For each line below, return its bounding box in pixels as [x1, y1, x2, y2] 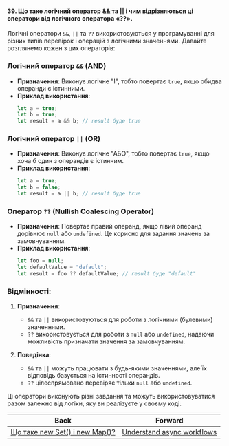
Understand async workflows [122, 427, 217, 437]
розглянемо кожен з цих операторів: [7, 44, 116, 52]
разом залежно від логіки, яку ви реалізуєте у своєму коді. [7, 399, 182, 407]
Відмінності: [7, 286, 52, 296]
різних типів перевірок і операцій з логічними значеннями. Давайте [7, 36, 207, 45]
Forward [155, 416, 184, 425]
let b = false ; [17, 184, 61, 191]
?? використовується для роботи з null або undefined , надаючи [27, 330, 215, 339]
